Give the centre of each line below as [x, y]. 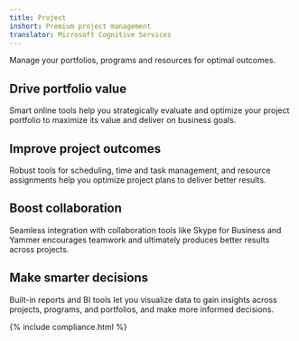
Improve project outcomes [85, 149]
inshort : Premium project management [80, 26]
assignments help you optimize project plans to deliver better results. [138, 180]
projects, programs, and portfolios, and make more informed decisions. [142, 309]
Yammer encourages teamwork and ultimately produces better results [140, 240]
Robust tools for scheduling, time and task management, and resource [140, 170]
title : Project [38, 18]
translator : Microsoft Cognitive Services [90, 34]
